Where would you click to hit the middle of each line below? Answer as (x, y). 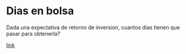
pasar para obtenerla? (33, 33)
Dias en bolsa (40, 11)
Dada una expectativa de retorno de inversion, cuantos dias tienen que (93, 27)
